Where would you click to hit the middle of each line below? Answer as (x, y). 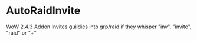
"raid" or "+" (21, 32)
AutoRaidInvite (43, 11)
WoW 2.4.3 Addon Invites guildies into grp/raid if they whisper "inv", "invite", (99, 27)
